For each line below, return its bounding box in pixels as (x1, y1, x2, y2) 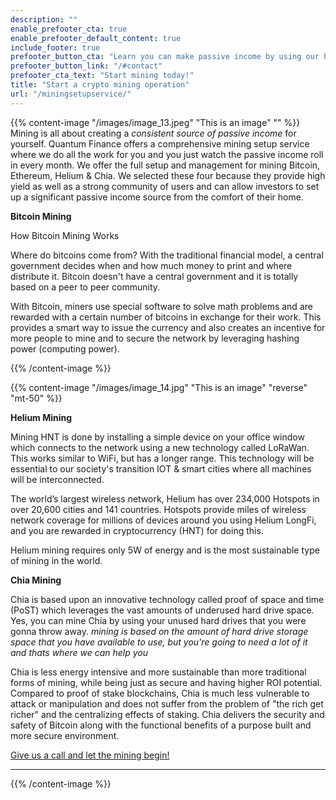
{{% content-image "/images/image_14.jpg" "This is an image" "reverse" (10, 381, 308, 393)
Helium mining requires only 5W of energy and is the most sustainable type (10, 544, 320, 556)
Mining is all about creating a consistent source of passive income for (10, 127, 297, 139)
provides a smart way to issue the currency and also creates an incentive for (10, 321, 326, 333)
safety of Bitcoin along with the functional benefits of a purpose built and (10, 719, 312, 731)
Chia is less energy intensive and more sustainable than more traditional (10, 666, 307, 678)
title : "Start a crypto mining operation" (10, 80, 190, 90)
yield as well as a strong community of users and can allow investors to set (10, 180, 320, 192)
